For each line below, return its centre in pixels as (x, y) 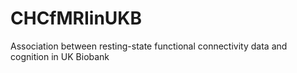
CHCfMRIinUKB (76, 18)
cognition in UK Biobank (60, 56)
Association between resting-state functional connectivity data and (149, 46)
